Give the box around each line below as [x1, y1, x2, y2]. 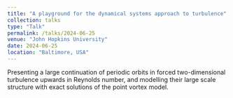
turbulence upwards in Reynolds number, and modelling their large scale [7, 75, 216, 83]
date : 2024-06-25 [7, 42, 58, 49]
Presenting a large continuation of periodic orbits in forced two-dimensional [7, 67, 226, 76]
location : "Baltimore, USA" [7, 49, 90, 56]
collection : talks [7, 17, 61, 24]
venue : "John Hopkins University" [7, 36, 108, 43]
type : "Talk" [7, 23, 45, 30]
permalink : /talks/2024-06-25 [7, 29, 96, 37]
